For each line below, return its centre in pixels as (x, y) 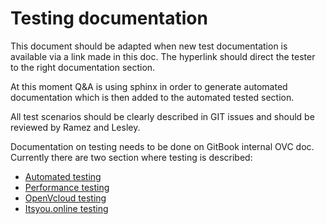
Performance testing (67, 187)
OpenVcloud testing (65, 198)
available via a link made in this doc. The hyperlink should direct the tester (163, 56)
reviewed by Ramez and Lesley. (75, 127)
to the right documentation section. (83, 67)
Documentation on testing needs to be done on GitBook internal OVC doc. (162, 146)
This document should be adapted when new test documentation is (149, 46)
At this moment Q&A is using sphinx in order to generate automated (149, 86)
